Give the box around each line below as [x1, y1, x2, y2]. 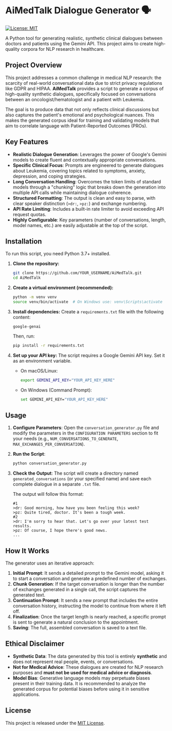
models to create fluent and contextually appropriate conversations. [12, 157, 157, 163]
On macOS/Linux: [20, 367, 58, 373]
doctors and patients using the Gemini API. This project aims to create [5, 40, 154, 47]
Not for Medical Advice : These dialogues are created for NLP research [12, 664, 163, 670]
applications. [12, 691, 40, 697]
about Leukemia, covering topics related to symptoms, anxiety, [12, 167, 146, 174]
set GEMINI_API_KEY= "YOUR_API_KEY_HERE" [20, 397, 108, 402]
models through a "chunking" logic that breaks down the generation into [12, 184, 166, 190]
